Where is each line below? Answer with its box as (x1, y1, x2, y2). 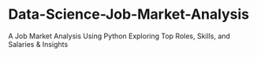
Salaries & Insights (8, 39, 69, 48)
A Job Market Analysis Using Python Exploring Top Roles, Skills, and (8, 31, 231, 41)
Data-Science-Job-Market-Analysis (8, 5, 250, 23)
